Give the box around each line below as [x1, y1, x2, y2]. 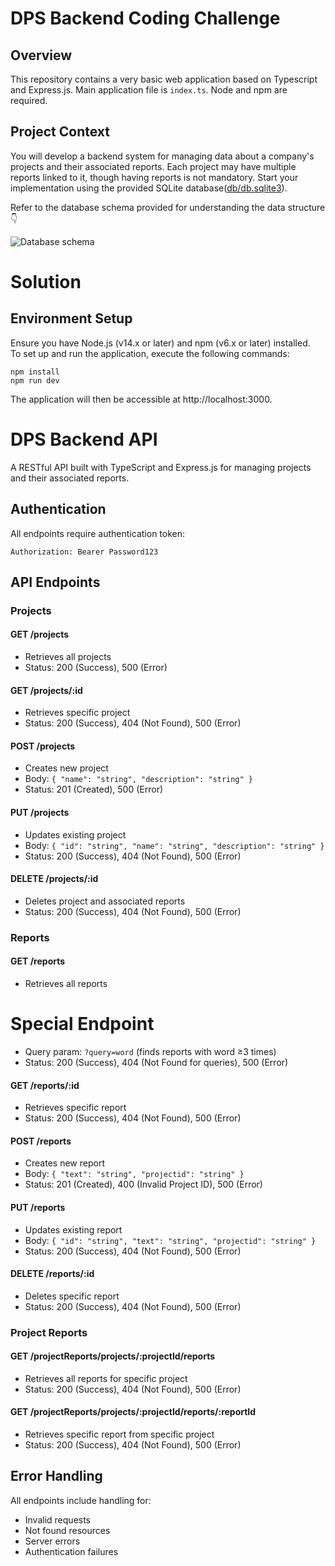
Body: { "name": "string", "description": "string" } [24, 773, 253, 785]
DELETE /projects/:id [10, 873, 99, 885]
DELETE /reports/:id [10, 1268, 95, 1280]
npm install [10, 367, 60, 377]
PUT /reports [10, 1201, 66, 1213]
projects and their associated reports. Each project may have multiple [10, 160, 297, 172]
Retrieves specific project [24, 707, 131, 719]
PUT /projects [10, 807, 70, 819]
